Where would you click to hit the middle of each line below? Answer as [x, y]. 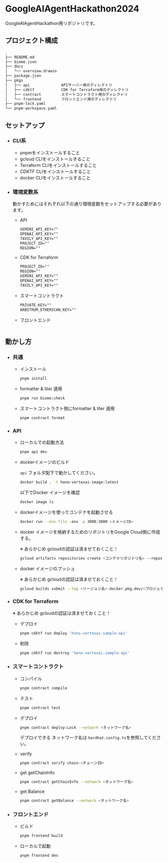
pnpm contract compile [43, 688]
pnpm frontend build [41, 836]
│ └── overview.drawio [31, 71]
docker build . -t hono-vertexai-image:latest [69, 482]
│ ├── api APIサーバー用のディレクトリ [59, 85]
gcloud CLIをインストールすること [55, 159]
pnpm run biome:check [42, 398]
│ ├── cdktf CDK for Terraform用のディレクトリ [67, 90]
